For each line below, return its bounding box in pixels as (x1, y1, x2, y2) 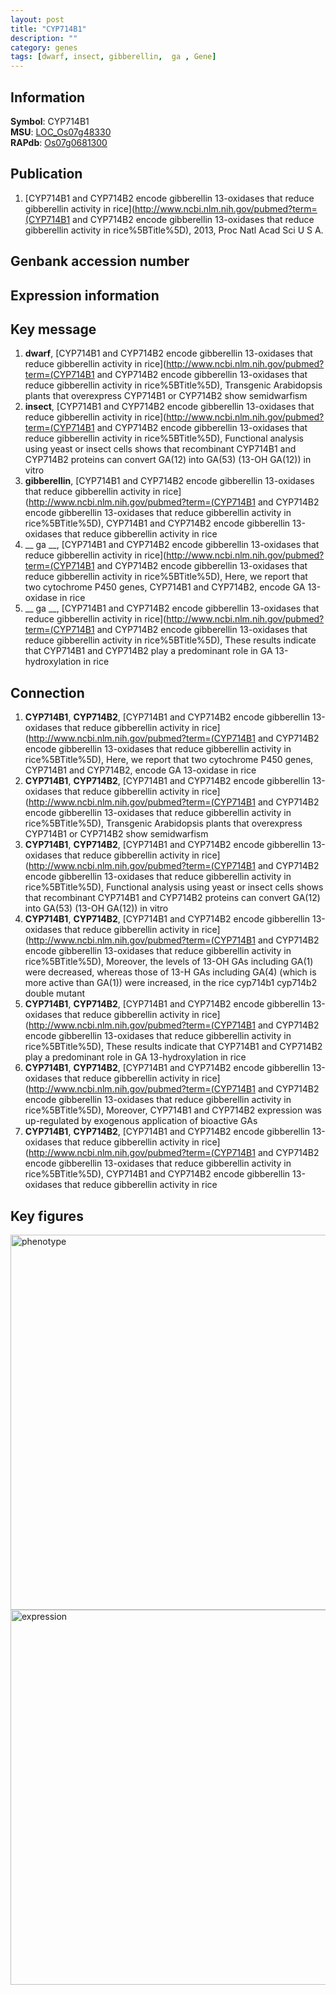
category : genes (10, 42, 78, 53)
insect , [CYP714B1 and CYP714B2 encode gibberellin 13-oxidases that (24, 401, 315, 413)
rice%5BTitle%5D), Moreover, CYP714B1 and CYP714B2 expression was (24, 1104, 322, 1116)
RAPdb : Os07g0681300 (10, 136, 108, 148)
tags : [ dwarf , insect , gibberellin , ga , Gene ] (10, 52, 217, 62)
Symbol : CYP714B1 (10, 115, 90, 127)
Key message (10, 321, 97, 338)
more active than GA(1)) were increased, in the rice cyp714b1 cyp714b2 (24, 977, 318, 989)
